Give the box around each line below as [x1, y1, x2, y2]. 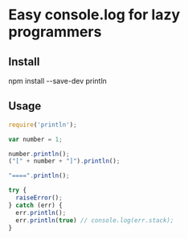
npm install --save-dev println [8, 76, 107, 85]
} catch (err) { [8, 201, 63, 209]
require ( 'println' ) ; [8, 121, 78, 129]
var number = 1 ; [8, 135, 63, 143]
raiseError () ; [15, 194, 63, 202]
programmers [8, 23, 102, 41]
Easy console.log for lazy [8, 6, 181, 24]
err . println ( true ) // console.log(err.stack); [15, 216, 174, 225]
